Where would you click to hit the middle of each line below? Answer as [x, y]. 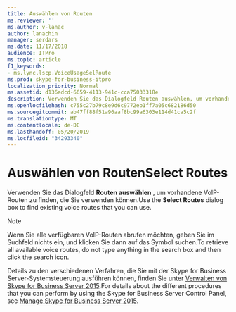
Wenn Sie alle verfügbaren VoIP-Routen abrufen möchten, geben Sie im [111, 235]
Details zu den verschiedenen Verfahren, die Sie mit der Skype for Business [117, 271]
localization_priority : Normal [53, 86]
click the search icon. [38, 257]
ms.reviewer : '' [31, 20]
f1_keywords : [26, 66]
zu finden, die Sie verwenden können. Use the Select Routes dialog [126, 200]
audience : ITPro [31, 54]
